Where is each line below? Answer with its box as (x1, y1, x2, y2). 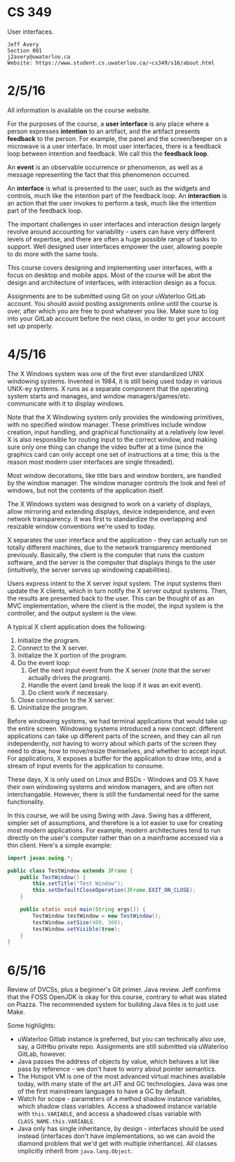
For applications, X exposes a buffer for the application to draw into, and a (7, 754, 222, 762)
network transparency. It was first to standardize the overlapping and (7, 514, 207, 523)
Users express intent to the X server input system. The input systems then (7, 579, 222, 587)
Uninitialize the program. (17, 703, 89, 712)
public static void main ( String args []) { (20, 906, 146, 913)
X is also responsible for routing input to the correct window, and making (7, 435, 217, 443)
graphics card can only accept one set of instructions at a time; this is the (7, 450, 220, 458)
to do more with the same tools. (7, 250, 99, 258)
